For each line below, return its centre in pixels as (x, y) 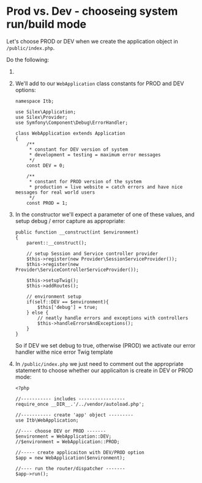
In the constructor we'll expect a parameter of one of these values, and (105, 214)
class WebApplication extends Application (70, 133)
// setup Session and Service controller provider (92, 253)
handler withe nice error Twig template (64, 352)
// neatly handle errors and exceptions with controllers (113, 318)
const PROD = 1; (47, 203)
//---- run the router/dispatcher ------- (70, 468)
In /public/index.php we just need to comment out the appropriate (99, 363)
